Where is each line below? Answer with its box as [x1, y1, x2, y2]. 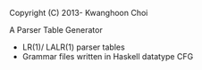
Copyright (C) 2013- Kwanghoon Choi [9, 8, 148, 18]
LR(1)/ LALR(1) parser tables [21, 42, 125, 52]
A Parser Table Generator [9, 25, 103, 35]
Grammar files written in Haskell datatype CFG [21, 51, 194, 61]
